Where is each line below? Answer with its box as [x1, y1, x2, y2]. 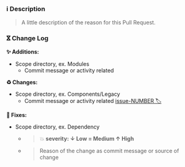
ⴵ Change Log [6, 34, 49, 43]
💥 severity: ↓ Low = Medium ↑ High [39, 135, 134, 142]
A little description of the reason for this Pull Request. [21, 19, 156, 26]
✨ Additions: [6, 48, 40, 55]
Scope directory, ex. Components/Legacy [15, 90, 120, 98]
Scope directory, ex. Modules [15, 60, 90, 68]
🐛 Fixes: [6, 111, 27, 118]
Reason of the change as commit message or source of [39, 147, 180, 154]
